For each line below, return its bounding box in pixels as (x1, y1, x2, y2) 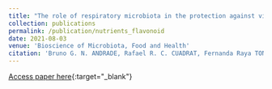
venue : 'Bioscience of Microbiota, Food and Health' (8, 42, 190, 50)
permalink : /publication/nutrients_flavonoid (8, 27, 164, 35)
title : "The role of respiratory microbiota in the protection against (8, 11, 255, 20)
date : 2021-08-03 (8, 34, 67, 43)
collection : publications (8, 19, 96, 28)
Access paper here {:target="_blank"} (8, 72, 133, 81)
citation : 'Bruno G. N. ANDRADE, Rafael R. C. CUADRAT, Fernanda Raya (8, 49, 252, 57)
